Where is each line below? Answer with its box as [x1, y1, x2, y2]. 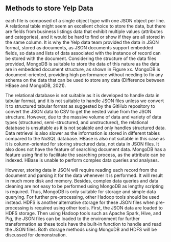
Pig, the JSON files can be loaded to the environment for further [5, 216, 140, 222]
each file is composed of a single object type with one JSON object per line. [5, 17, 165, 23]
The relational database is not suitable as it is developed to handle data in [5, 92, 160, 98]
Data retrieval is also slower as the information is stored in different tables [5, 130, 160, 136]
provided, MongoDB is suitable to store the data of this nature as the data [5, 60, 160, 67]
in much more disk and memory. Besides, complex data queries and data [5, 177, 159, 184]
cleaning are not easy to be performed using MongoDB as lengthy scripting [5, 183, 164, 189]
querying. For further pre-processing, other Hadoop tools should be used [5, 194, 160, 200]
